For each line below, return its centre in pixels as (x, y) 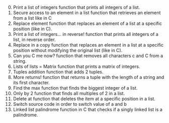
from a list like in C (32, 18)
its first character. (31, 83)
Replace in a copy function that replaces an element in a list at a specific (88, 45)
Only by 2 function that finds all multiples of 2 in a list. (69, 93)
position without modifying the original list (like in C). (68, 50)
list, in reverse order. (34, 39)
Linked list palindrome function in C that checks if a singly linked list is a (88, 109)
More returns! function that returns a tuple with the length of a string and (89, 77)
